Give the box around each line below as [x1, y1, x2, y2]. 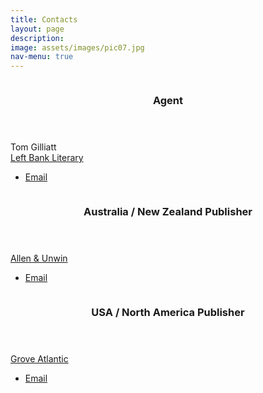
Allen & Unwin [10, 252, 68, 264]
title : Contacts [10, 14, 78, 25]
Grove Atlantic [10, 352, 69, 365]
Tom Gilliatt [10, 141, 57, 153]
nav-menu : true [10, 52, 74, 62]
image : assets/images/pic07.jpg [10, 42, 145, 53]
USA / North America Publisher [91, 305, 245, 319]
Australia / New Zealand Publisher [83, 204, 253, 218]
